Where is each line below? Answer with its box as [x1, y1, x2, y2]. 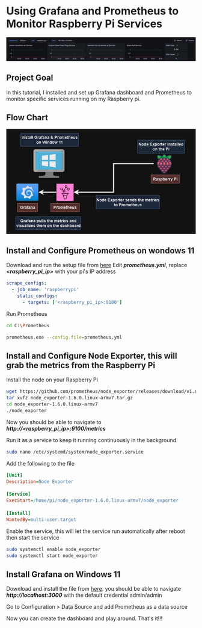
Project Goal [6, 73, 54, 83]
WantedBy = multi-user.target [6, 516, 77, 523]
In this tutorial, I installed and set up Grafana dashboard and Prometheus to [6, 88, 192, 96]
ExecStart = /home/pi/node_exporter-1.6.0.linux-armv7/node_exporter [6, 497, 179, 503]
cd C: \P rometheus [6, 322, 50, 328]
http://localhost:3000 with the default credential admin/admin [6, 591, 162, 599]
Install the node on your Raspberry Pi [6, 376, 98, 383]
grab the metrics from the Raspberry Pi [6, 360, 155, 371]
